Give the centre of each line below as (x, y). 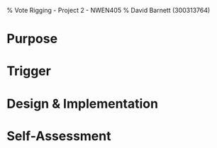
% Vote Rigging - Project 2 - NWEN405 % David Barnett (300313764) (108, 10)
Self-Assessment (59, 136)
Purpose (32, 39)
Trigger (29, 71)
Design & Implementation (83, 104)
